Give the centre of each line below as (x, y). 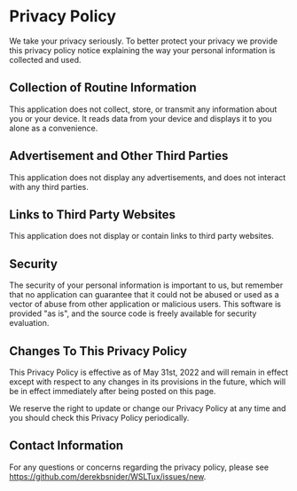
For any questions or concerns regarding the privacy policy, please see (139, 467)
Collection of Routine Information (103, 87)
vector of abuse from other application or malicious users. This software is (145, 305)
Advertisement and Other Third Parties (119, 156)
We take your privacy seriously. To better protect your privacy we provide (143, 41)
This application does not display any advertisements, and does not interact (148, 177)
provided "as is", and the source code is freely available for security (133, 313)
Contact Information (66, 446)
